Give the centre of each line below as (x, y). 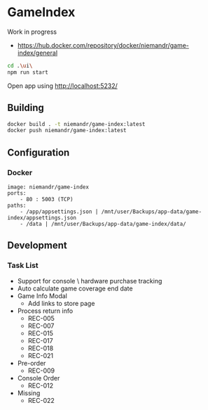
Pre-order (32, 363)
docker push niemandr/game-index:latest (67, 131)
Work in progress (32, 32)
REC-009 (41, 371)
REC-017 (41, 340)
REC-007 (41, 326)
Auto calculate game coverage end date (75, 288)
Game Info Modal (42, 295)
